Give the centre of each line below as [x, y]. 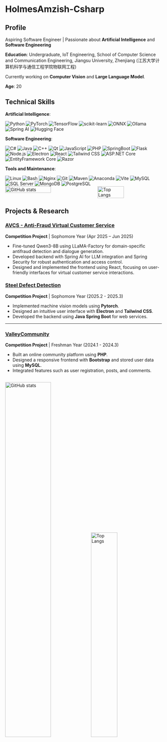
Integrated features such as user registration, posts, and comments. [82, 371]
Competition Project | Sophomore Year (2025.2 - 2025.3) [64, 296]
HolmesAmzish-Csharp [55, 9]
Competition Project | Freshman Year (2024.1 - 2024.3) [62, 345]
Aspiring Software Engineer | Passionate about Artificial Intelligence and [80, 39]
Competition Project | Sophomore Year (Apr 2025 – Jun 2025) [69, 236]
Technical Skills [30, 102]
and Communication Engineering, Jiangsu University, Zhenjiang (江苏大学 [80, 60]
